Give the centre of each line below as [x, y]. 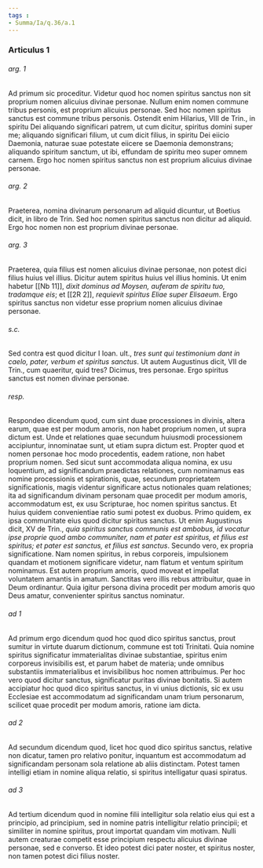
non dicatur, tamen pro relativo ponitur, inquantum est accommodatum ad [127, 755]
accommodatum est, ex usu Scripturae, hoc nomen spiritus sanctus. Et [122, 504]
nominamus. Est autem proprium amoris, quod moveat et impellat [113, 571]
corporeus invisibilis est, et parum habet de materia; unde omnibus [116, 663]
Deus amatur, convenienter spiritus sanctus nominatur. [96, 596]
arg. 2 [18, 186]
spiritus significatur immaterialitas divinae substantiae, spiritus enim [118, 655]
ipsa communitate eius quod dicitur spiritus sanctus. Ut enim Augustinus [125, 521]
